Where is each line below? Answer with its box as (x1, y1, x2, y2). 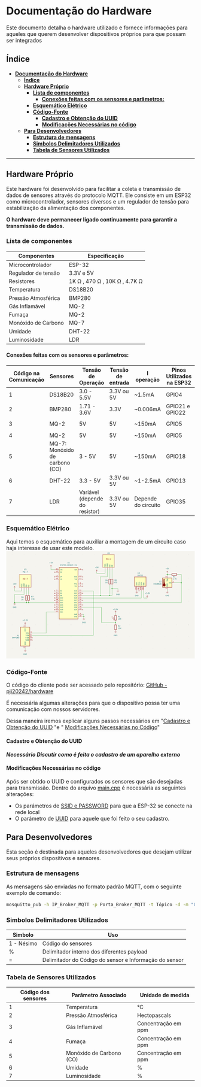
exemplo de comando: (6, 889, 62, 896)
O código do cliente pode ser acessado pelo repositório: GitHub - (6, 681, 167, 689)
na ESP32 (166, 379, 191, 387)
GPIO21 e (166, 402, 190, 409)
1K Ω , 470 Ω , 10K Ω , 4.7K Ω (68, 278, 143, 285)
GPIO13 (166, 477, 186, 484)
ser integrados (6, 37, 42, 44)
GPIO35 (166, 498, 186, 505)
